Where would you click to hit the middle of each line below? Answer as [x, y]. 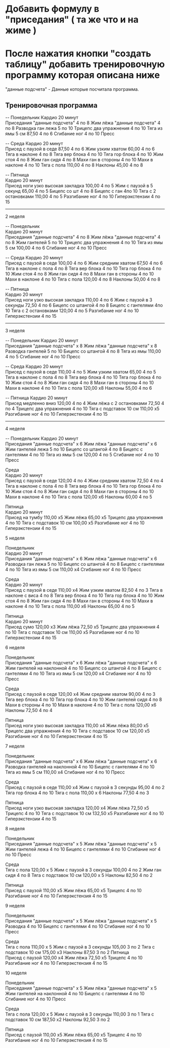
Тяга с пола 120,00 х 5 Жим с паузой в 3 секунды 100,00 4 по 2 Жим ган [83, 870]
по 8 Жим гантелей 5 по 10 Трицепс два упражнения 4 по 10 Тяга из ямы [84, 242]
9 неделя [15, 905]
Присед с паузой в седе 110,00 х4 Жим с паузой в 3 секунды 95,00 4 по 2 [85, 787]
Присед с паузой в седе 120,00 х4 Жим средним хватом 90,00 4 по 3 [80, 694]
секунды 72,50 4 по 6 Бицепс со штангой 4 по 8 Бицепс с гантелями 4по [84, 305]
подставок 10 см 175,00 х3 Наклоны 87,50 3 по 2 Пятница [67, 952]
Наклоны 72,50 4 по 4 [29, 710]
